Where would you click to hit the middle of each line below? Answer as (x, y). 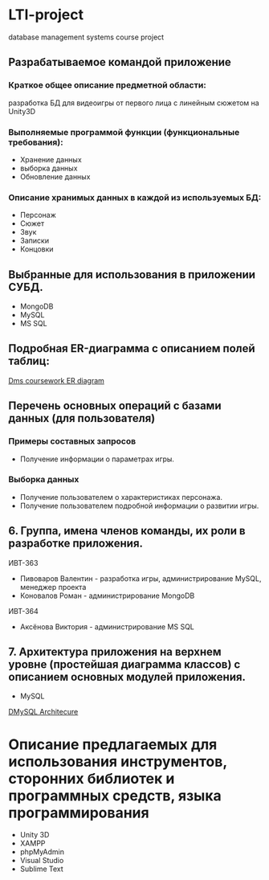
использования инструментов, (118, 761)
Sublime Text (42, 869)
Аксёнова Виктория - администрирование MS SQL (107, 626)
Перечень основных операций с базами (115, 406)
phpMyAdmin (42, 852)
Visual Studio (42, 861)
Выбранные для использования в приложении (132, 274)
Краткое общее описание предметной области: (107, 85)
